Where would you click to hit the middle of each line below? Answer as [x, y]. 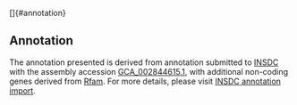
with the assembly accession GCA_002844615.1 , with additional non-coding [149, 71]
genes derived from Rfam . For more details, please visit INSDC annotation [145, 81]
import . [22, 90]
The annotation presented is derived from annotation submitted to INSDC [144, 62]
